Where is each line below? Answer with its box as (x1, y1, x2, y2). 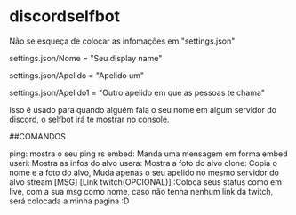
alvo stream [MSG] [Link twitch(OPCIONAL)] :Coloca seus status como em (9, 176, 283, 187)
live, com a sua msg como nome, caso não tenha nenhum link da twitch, (9, 186, 274, 196)
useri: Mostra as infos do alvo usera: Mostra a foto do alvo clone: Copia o (9, 157, 278, 168)
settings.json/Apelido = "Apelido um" (9, 69, 145, 81)
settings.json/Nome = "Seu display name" (9, 52, 163, 63)
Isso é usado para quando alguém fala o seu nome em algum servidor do (9, 104, 277, 115)
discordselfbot (9, 6, 121, 27)
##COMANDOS (9, 131, 67, 141)
